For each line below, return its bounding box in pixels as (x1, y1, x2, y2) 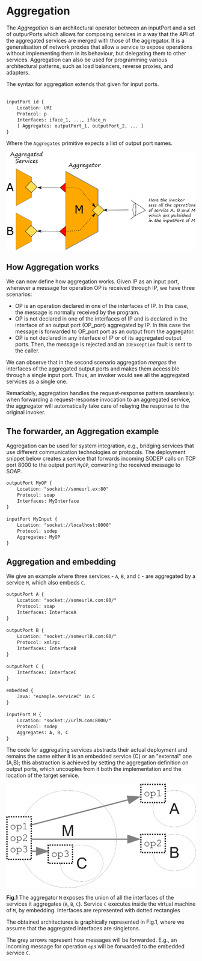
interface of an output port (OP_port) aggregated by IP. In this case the (14, 322, 191, 329)
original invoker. (6, 409, 46, 416)
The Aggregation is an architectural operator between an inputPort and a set (6, 24, 195, 31)
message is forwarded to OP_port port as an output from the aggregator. (14, 328, 195, 335)
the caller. (14, 347, 40, 354)
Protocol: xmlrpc (17, 639, 61, 645)
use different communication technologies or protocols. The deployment (6, 449, 186, 456)
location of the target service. (6, 772, 80, 779)
